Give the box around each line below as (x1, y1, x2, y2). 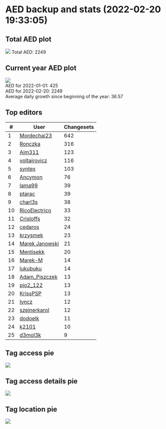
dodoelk (19, 314, 39, 322)
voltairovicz (19, 157, 48, 164)
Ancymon (19, 173, 43, 180)
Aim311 (19, 148, 39, 155)
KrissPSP (19, 290, 42, 297)
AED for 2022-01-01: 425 (5, 82, 58, 88)
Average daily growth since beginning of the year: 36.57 (5, 93, 124, 99)
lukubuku (19, 265, 42, 272)
